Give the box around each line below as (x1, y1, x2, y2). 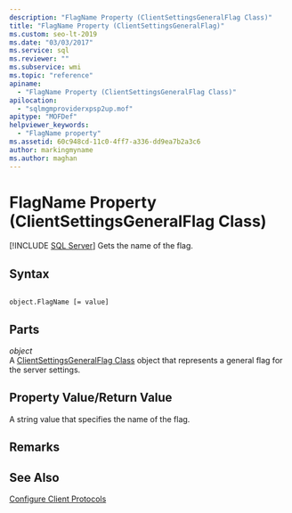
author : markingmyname (9, 145, 93, 154)
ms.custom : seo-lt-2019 (9, 29, 98, 38)
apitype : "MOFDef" (9, 112, 77, 121)
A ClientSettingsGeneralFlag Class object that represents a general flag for (9, 355, 283, 366)
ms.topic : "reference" (9, 71, 93, 80)
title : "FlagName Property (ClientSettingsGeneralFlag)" (9, 21, 225, 30)
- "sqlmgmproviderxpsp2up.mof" (17, 104, 134, 113)
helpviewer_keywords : (9, 121, 90, 130)
